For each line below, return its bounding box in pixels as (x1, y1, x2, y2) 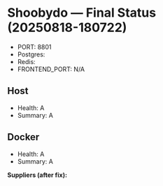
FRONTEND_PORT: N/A (17, 65, 85, 73)
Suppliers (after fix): (7, 171, 68, 179)
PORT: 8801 (17, 42, 52, 51)
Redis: (17, 57, 36, 65)
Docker (7, 131, 40, 144)
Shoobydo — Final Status (7, 5, 156, 21)
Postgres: (17, 50, 45, 59)
